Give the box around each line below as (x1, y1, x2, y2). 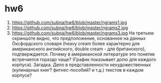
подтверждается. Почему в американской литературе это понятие (11, 51, 155, 57)
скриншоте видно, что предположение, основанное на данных (11, 35, 146, 41)
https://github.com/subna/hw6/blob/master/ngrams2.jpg (11, 24, 128, 30)
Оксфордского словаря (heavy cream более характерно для (11, 40, 140, 46)
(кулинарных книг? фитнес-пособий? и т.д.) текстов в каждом (11, 67, 144, 73)
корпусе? (11, 72, 32, 78)
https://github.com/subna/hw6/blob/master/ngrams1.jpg (11, 19, 127, 25)
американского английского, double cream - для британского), (11, 46, 146, 52)
